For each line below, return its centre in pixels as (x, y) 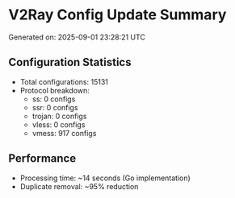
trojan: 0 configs (59, 116)
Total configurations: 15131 (64, 81)
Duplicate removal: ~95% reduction (79, 186)
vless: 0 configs (59, 124)
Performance (42, 159)
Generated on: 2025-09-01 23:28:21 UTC (77, 37)
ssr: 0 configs (55, 107)
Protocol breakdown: (55, 90)
